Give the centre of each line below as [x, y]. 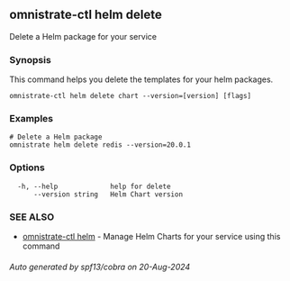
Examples [32, 119]
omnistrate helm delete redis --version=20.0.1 [100, 145]
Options [27, 168]
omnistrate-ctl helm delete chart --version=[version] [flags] [131, 96]
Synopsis [30, 59]
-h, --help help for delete [94, 186]
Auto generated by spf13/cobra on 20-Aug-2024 [100, 267]
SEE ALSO [32, 217]
